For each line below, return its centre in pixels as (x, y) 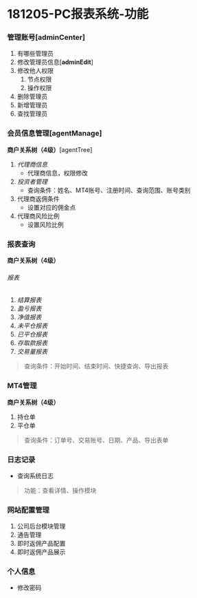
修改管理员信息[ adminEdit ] (55, 62)
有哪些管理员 (35, 54)
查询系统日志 (35, 476)
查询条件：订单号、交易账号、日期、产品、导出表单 (96, 440)
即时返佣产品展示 (41, 552)
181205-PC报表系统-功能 (78, 14)
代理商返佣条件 (38, 199)
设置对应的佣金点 (51, 207)
